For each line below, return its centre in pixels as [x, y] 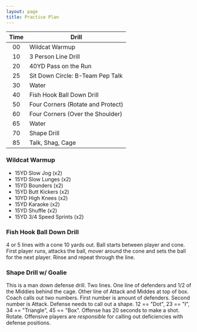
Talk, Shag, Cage [53, 142]
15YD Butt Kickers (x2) [42, 191]
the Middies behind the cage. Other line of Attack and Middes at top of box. [98, 291]
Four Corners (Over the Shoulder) [76, 114]
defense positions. [29, 323]
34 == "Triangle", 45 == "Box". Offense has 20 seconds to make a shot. [93, 310]
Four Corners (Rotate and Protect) [76, 104]
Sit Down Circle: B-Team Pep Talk [76, 75]
